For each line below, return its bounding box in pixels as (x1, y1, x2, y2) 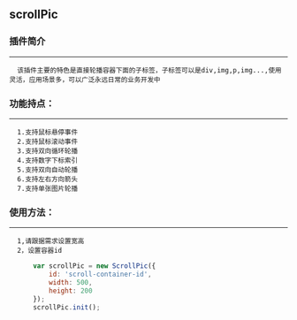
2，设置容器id (17, 247, 63, 255)
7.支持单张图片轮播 (17, 184, 78, 193)
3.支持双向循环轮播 (17, 146, 78, 156)
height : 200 (48, 286, 93, 295)
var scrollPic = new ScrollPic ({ (32, 262, 156, 270)
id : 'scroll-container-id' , (48, 270, 152, 279)
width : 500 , (48, 278, 93, 287)
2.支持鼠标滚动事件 (17, 137, 78, 146)
